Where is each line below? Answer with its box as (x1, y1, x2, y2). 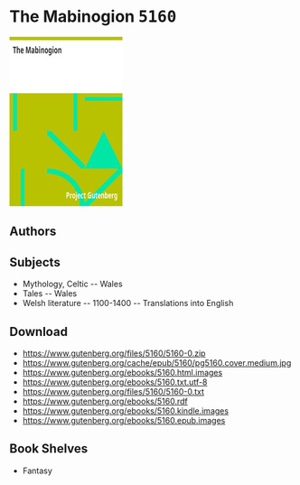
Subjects (9, 255, 61, 270)
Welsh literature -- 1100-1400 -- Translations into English (22, 298, 234, 309)
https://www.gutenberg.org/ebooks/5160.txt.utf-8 (22, 377, 208, 387)
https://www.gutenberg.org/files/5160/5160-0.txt (22, 386, 205, 396)
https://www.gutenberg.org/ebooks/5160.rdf (22, 396, 188, 406)
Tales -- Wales (22, 288, 78, 299)
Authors (9, 224, 57, 239)
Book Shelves (9, 441, 89, 457)
